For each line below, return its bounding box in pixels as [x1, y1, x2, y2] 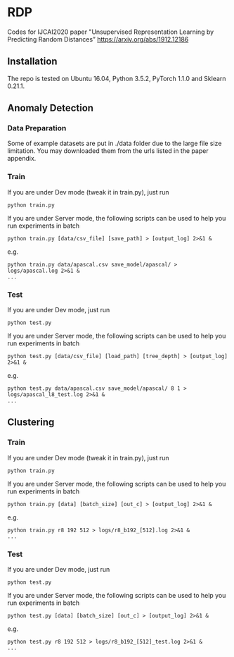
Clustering [7, 417, 55, 429]
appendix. [7, 154, 37, 163]
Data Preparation [7, 123, 67, 133]
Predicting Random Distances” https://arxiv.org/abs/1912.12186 [7, 35, 189, 43]
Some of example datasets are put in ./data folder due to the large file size [7, 139, 222, 148]
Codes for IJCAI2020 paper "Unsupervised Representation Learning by [7, 27, 214, 36]
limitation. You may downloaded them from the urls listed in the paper [7, 147, 209, 155]
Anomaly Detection [7, 102, 93, 114]
